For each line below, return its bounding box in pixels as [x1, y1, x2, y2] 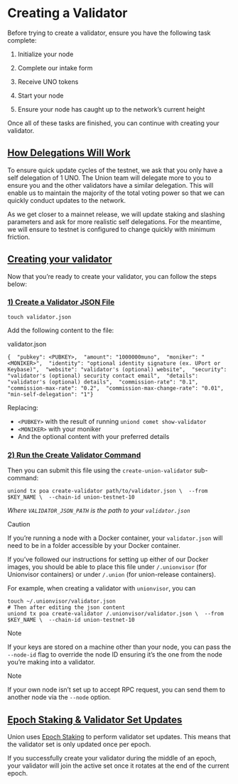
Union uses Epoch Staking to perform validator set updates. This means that [7, 732, 231, 741]
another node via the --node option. [7, 693, 112, 701]
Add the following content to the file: [7, 326, 114, 334]
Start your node [17, 91, 64, 100]
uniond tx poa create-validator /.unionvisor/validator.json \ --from [7, 610, 224, 618]
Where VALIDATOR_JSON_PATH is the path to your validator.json [7, 507, 190, 515]
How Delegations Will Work [7, 147, 131, 159]
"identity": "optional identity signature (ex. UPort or [48, 359, 221, 367]
